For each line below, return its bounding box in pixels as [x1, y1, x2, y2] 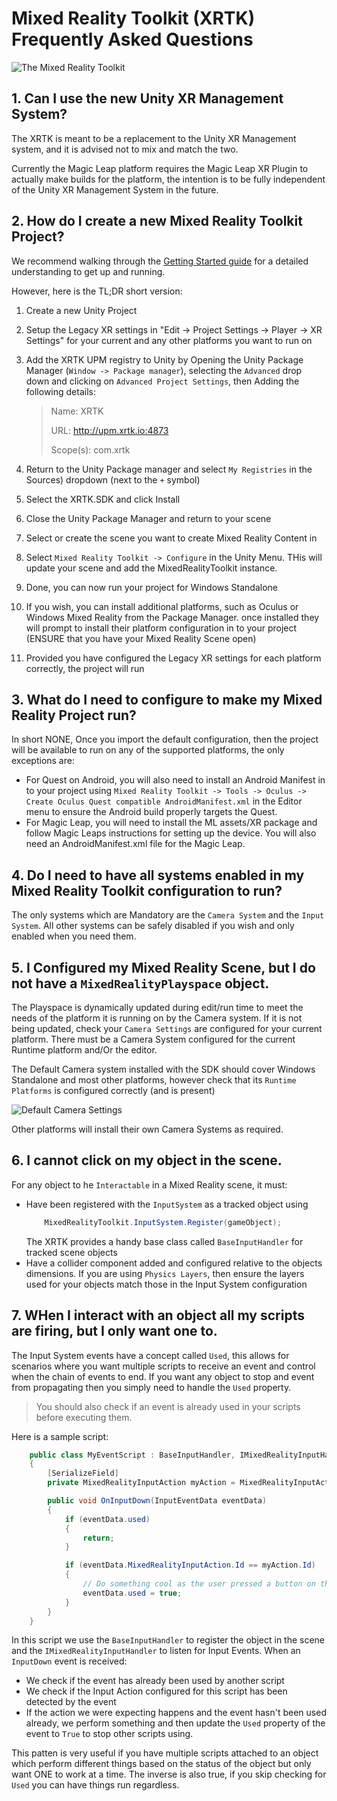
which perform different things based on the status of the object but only [11, 1758, 312, 1770]
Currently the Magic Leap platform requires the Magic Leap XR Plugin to [11, 162, 309, 174]
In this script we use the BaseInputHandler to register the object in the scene [11, 1634, 326, 1646]
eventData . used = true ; [82, 1588, 183, 1598]
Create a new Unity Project [25, 304, 138, 316]
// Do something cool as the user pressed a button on [82, 1579, 316, 1589]
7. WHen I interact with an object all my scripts [11, 1307, 305, 1324]
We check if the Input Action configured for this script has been [25, 1685, 288, 1697]
